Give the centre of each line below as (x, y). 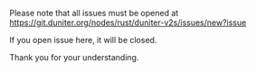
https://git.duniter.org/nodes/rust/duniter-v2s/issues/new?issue (128, 22)
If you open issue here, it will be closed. (83, 40)
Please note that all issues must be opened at (94, 13)
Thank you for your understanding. (74, 57)
